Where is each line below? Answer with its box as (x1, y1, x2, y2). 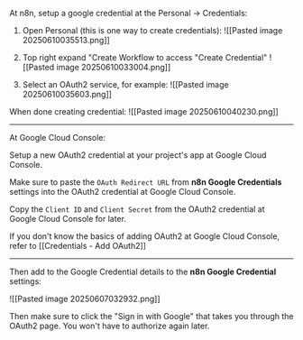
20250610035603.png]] (22, 89, 113, 99)
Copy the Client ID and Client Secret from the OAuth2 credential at (9, 204, 265, 215)
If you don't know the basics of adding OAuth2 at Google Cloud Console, (9, 231, 280, 242)
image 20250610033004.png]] (56, 62, 171, 72)
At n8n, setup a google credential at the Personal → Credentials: (9, 8, 248, 18)
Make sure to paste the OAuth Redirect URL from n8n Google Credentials (9, 177, 282, 188)
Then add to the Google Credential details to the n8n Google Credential (9, 266, 277, 277)
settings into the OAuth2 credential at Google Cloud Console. (9, 187, 236, 197)
